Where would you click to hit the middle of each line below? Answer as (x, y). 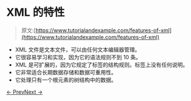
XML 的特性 (36, 12)
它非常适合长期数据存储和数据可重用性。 (66, 72)
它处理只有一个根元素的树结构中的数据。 (66, 80)
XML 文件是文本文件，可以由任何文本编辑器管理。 (78, 50)
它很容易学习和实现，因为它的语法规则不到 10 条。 (78, 57)
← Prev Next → (25, 92)
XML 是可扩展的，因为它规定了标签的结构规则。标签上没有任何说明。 (102, 65)
